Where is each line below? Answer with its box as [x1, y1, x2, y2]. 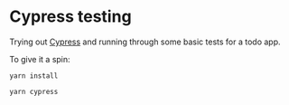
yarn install [9, 71, 59, 81]
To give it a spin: [9, 53, 70, 64]
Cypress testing [9, 6, 133, 27]
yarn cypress [9, 87, 59, 96]
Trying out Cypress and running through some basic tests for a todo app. [9, 36, 282, 47]
